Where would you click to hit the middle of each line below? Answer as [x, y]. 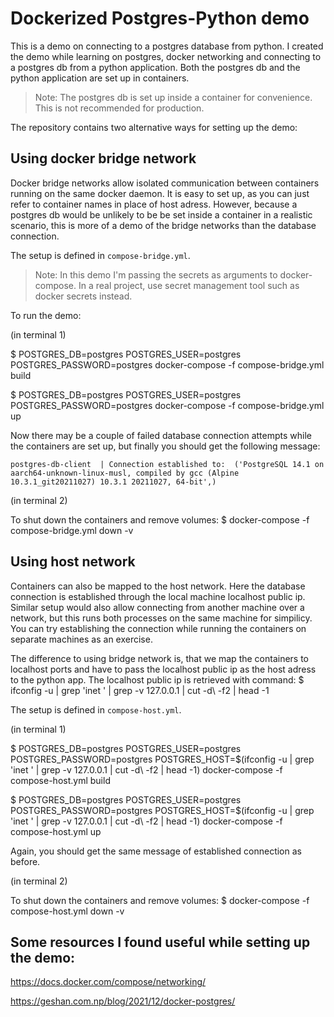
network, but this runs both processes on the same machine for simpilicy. [161, 618]
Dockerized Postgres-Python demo [160, 18]
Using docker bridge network [103, 158]
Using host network [73, 562]
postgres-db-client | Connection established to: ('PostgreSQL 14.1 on [167, 464]
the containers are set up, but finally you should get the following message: [165, 446]
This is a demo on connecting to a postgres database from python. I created [167, 46]
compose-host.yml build [60, 780]
